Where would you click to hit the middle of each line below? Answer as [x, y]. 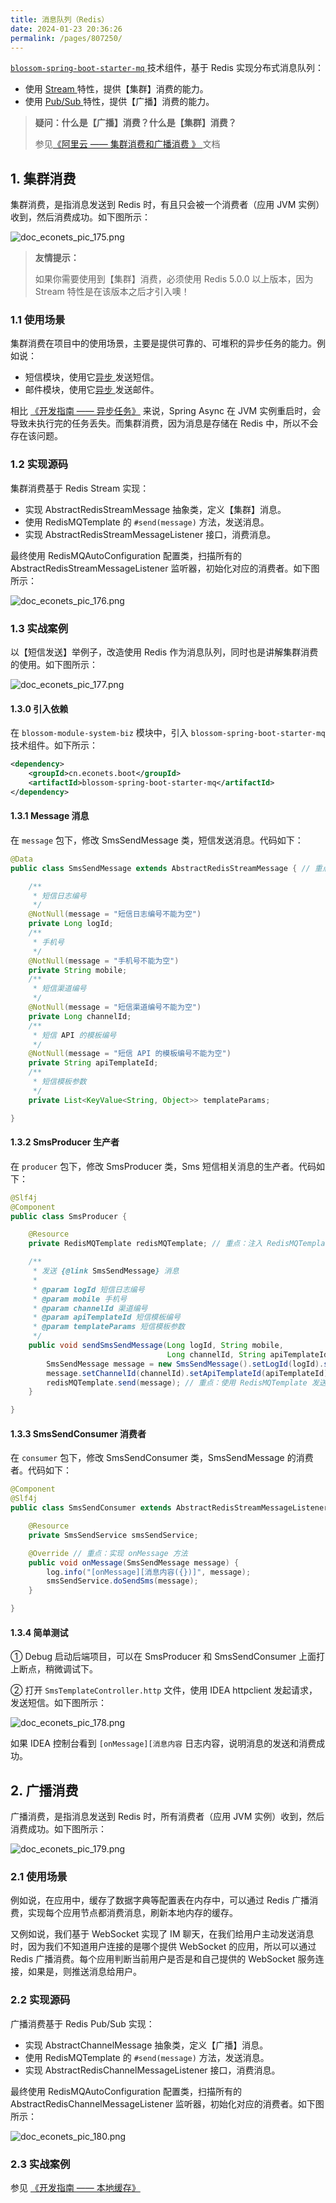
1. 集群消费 [43, 178]
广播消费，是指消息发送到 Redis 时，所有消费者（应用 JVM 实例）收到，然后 [167, 1817]
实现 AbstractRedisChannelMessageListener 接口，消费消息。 [152, 2070]
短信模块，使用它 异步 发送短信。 [92, 377]
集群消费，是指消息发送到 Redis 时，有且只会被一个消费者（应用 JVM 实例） [167, 205]
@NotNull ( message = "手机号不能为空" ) [104, 961]
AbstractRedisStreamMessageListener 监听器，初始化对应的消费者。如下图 [165, 568]
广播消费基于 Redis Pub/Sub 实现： [82, 2023]
